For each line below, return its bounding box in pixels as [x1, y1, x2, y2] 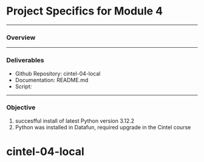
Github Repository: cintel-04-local [15, 70, 101, 77]
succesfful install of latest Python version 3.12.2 [15, 117, 135, 125]
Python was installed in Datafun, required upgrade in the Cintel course [15, 123, 191, 131]
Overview [6, 33, 36, 42]
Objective [6, 103, 36, 112]
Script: [15, 83, 32, 90]
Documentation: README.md [15, 76, 89, 83]
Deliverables [6, 56, 44, 65]
